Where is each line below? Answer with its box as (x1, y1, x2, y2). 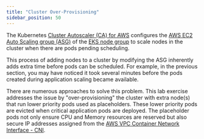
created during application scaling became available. (6, 76, 139, 83)
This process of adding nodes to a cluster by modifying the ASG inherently (6, 56, 194, 63)
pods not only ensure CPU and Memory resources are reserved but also (6, 113, 187, 121)
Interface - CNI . (6, 126, 46, 134)
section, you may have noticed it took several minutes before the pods (6, 69, 183, 76)
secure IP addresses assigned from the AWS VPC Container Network (6, 119, 180, 127)
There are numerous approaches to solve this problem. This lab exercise (6, 87, 188, 94)
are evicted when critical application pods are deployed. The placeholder (6, 107, 190, 114)
